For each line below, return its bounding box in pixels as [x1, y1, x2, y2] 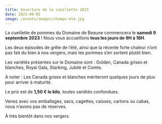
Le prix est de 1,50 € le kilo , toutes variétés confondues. [5, 89, 119, 95]
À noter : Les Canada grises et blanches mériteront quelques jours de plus [5, 74, 156, 80]
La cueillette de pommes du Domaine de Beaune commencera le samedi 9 [5, 30, 156, 36]
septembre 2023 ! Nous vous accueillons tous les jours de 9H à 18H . [5, 35, 146, 41]
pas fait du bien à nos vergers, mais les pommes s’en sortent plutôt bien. [5, 50, 152, 56]
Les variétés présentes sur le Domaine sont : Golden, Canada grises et [5, 60, 148, 65]
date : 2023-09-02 [5, 12, 41, 17]
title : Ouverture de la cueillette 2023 [5, 7, 89, 12]
